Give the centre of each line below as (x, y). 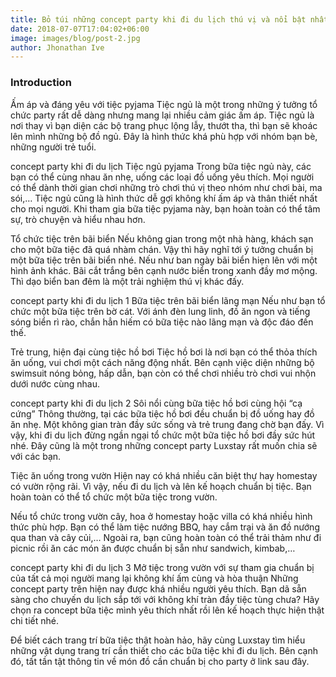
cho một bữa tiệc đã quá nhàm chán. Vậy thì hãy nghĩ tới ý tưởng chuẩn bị (162, 249)
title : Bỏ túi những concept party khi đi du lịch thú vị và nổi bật (158, 19)
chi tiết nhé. (34, 620)
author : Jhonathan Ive (57, 47)
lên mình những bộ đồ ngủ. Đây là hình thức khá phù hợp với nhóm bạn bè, (164, 136)
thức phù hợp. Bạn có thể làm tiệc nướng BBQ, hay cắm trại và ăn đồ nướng (165, 527)
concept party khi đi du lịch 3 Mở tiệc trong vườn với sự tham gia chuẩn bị (162, 567)
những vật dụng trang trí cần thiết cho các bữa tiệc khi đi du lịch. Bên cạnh (164, 650)
